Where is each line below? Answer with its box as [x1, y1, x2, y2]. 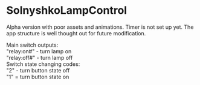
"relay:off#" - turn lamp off [6, 54, 73, 61]
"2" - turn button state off [6, 66, 70, 74]
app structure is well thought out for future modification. [6, 29, 146, 37]
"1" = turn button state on [6, 73, 69, 80]
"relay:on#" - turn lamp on [6, 47, 72, 54]
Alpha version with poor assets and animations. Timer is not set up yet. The [6, 23, 194, 31]
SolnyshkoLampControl [6, 4, 127, 17]
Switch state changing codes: [6, 60, 80, 68]
